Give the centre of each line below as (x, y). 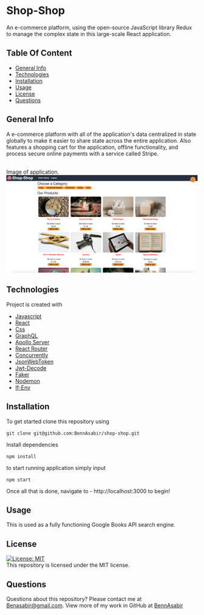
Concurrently (32, 355)
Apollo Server (32, 342)
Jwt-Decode (31, 368)
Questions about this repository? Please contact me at (74, 599)
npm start (19, 480)
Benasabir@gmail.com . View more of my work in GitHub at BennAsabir (95, 606)
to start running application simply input (56, 467)
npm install (21, 457)
